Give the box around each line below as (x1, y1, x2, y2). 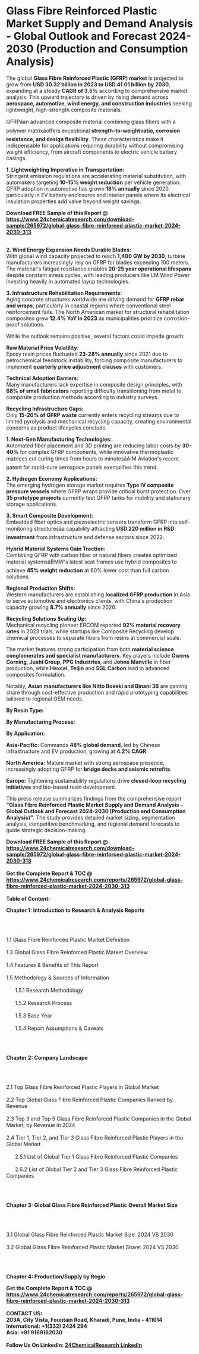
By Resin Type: (6, 706, 44, 714)
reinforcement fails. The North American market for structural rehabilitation (6, 308, 190, 315)
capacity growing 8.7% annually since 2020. (6, 603, 117, 611)
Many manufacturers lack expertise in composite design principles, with (6, 381, 182, 388)
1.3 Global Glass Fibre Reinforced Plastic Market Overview (6, 948, 149, 955)
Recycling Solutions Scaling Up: (6, 615, 87, 622)
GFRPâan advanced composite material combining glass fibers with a (6, 118, 176, 125)
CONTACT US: (6, 1309, 43, 1317)
